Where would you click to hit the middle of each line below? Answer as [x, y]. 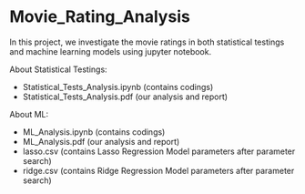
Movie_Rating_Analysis [100, 17]
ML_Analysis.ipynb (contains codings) [94, 132]
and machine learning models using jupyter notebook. [111, 51]
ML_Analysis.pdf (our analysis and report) [101, 141]
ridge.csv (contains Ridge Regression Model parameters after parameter [158, 170]
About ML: [29, 114]
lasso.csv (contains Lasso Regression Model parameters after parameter [159, 151]
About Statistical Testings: [58, 69]
